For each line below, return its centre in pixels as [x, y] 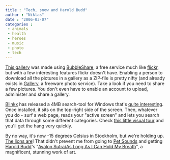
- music [16, 43]
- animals [18, 29]
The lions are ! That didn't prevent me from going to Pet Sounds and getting [84, 141]
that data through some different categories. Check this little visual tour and [84, 120]
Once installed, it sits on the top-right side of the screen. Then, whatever [81, 110]
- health [17, 34]
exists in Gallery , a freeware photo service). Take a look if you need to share [85, 83]
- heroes [17, 39]
